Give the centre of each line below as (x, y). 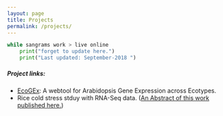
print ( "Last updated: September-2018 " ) (78, 58)
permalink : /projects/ (39, 26)
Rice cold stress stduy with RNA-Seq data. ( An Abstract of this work (113, 97)
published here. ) (40, 105)
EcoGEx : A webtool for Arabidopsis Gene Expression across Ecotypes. (117, 91)
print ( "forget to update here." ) (67, 51)
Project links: (26, 73)
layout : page (26, 13)
